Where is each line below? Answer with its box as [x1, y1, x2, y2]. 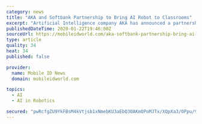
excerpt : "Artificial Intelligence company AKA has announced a [6, 20, 171, 26]
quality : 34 [6, 43, 36, 49]
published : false [6, 54, 50, 60]
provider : [6, 64, 31, 70]
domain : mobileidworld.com [11, 76, 79, 82]
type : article [6, 37, 42, 43]
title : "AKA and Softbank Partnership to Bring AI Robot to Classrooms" [6, 14, 192, 20]
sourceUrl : [6, 31, 34, 37]
